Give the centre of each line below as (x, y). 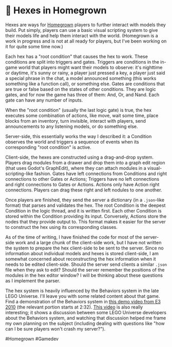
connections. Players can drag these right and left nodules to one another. (84, 190)
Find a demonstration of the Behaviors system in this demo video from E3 (83, 301)
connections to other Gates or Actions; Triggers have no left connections (82, 179)
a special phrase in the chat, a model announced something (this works (81, 78)
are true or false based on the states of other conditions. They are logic (81, 89)
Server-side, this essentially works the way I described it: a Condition (79, 136)
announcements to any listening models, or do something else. (72, 126)
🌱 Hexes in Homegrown (56, 11)
